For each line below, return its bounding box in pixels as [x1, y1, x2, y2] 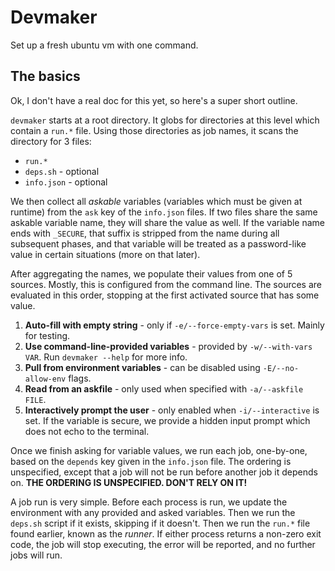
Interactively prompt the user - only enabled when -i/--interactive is [24, 404, 320, 416]
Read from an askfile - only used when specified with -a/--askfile [24, 382, 304, 395]
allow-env [24, 374, 67, 384]
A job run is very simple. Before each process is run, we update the [10, 496, 288, 508]
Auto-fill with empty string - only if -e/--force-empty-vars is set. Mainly [24, 319, 325, 331]
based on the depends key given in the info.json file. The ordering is [10, 455, 292, 467]
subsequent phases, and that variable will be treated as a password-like [10, 237, 307, 250]
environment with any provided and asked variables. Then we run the [10, 506, 296, 518]
